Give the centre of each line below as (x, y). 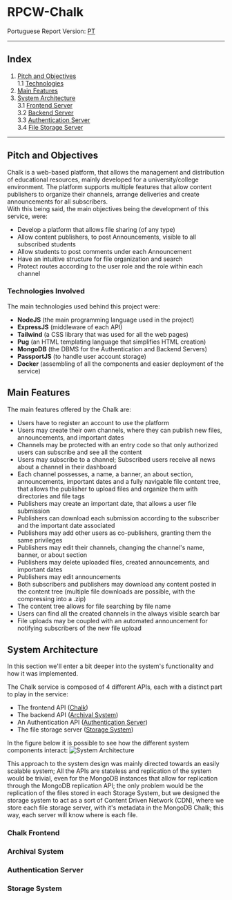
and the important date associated (66, 525)
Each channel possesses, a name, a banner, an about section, (105, 474)
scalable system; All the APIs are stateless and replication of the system (109, 771)
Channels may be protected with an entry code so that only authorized (118, 444)
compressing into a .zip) (51, 598)
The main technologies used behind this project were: (84, 306)
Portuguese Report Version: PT (51, 31)
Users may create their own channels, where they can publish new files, (119, 430)
